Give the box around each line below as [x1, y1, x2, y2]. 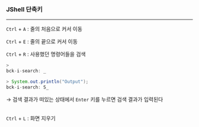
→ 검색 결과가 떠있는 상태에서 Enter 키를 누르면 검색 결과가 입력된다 [6, 96, 163, 103]
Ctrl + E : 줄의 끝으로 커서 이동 [6, 38, 78, 45]
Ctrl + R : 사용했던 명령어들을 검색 [6, 50, 86, 58]
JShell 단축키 [6, 5, 43, 13]
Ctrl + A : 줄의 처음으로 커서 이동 [6, 26, 83, 33]
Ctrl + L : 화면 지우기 [6, 115, 56, 122]
